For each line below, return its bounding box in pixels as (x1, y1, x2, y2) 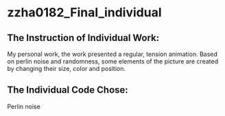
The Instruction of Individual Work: (7, 32, 160, 44)
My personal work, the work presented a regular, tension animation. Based (7, 50, 218, 58)
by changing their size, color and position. (7, 65, 126, 72)
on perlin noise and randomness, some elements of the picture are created (7, 57, 218, 66)
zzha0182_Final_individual (7, 5, 162, 20)
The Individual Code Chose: (7, 84, 128, 96)
